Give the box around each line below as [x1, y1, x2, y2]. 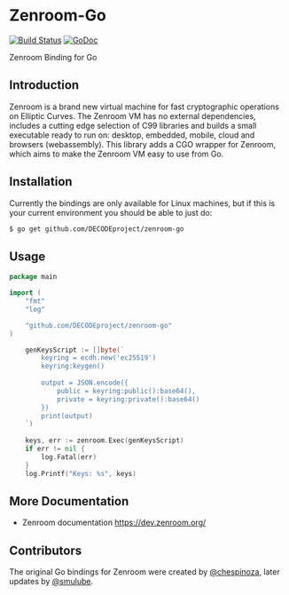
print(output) [41, 411, 93, 420]
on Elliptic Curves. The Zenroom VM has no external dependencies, [9, 110, 256, 121]
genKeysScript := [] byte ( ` [25, 345, 125, 354]
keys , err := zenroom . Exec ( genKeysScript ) [25, 436, 184, 445]
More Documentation [9, 494, 129, 509]
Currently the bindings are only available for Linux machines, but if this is [9, 197, 276, 209]
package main [9, 273, 58, 282]
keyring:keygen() [41, 361, 105, 371]
